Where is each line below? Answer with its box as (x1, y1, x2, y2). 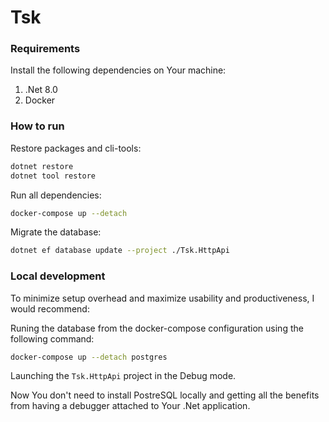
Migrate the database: (10, 226, 102, 238)
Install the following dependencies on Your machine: (10, 64, 227, 76)
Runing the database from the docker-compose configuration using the (10, 322, 304, 334)
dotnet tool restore (10, 171, 97, 181)
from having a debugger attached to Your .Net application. (10, 400, 251, 412)
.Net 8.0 (24, 84, 58, 96)
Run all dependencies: (10, 189, 102, 201)
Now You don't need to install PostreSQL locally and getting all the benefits (10, 389, 320, 401)
